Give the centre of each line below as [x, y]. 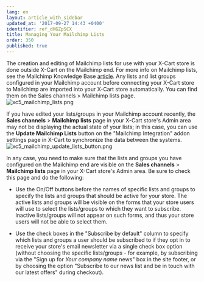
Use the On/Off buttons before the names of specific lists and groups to [105, 189]
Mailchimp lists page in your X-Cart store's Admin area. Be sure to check [98, 171]
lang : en [17, 12]
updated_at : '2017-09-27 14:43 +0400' [55, 23]
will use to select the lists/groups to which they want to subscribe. [98, 208]
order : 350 [20, 40]
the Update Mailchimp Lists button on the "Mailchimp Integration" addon [98, 133]
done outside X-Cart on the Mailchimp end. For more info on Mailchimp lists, [102, 69]
